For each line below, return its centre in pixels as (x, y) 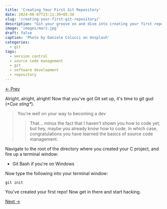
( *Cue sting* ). (20, 104)
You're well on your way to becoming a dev (61, 113)
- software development (34, 70)
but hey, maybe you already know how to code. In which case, (94, 128)
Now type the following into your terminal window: (57, 173)
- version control (29, 56)
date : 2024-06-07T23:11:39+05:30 (40, 14)
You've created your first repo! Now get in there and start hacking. (73, 192)
